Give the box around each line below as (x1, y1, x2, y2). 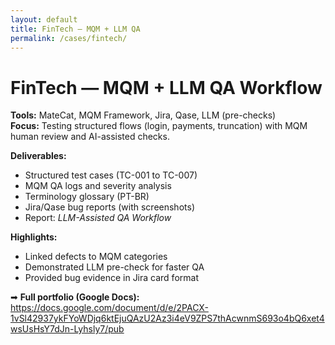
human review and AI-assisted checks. (10, 131, 170, 143)
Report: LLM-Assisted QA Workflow (24, 212, 172, 224)
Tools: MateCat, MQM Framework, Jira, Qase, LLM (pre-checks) (10, 109, 277, 121)
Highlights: (10, 231, 58, 243)
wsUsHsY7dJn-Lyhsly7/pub (10, 323, 125, 335)
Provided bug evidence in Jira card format (24, 272, 199, 284)
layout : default (10, 14, 78, 25)
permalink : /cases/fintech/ (10, 33, 128, 43)
